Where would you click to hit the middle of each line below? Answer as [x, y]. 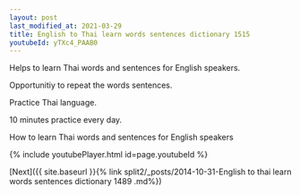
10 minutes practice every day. [66, 120]
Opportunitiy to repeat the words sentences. [91, 85]
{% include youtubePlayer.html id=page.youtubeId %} [109, 155]
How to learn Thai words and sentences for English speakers [122, 137]
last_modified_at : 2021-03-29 [66, 26]
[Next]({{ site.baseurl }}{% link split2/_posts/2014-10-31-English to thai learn [150, 172]
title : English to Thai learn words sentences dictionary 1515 [130, 34]
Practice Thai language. [53, 103]
